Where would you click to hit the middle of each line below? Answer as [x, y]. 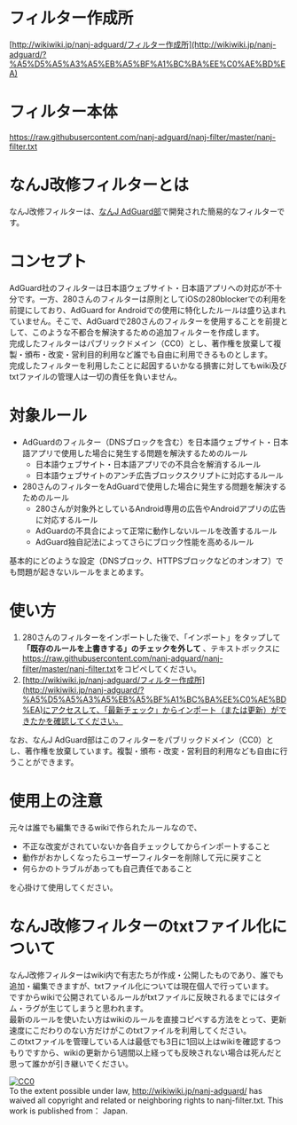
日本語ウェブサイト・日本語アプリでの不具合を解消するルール [148, 464]
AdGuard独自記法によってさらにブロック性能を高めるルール [145, 541]
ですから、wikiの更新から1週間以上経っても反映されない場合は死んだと [153, 1052]
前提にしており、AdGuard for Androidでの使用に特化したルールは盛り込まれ [148, 310]
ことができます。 [47, 762]
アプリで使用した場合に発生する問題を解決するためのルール [139, 452]
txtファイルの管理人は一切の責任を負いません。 [95, 376]
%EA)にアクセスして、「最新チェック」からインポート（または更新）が [150, 710]
